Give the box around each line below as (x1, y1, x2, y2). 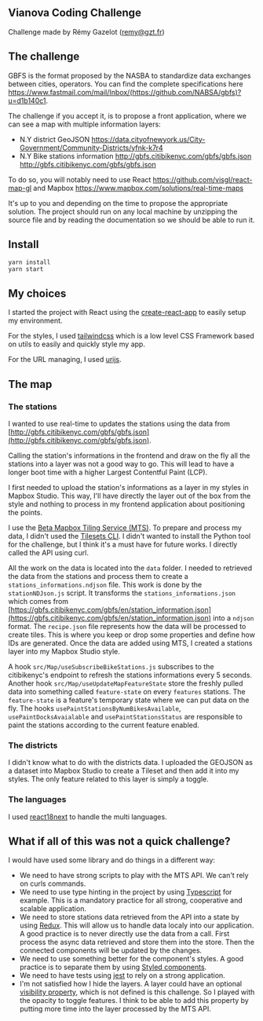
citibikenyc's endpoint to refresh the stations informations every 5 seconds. (8, 670, 253, 679)
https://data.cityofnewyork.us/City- (91, 134, 206, 144)
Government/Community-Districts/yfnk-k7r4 (19, 143, 163, 152)
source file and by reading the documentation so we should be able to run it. (8, 215, 255, 225)
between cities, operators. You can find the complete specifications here (8, 79, 243, 89)
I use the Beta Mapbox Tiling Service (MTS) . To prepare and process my (8, 522, 242, 532)
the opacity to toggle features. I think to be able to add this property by (19, 996, 249, 1005)
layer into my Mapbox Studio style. (8, 646, 120, 656)
